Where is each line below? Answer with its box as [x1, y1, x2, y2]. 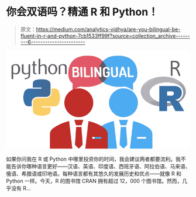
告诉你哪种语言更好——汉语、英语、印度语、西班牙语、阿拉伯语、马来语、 [11, 163, 191, 170]
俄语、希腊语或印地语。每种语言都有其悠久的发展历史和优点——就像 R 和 [6, 170, 181, 177]
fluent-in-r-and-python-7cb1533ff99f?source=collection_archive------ [20, 32, 190, 39]
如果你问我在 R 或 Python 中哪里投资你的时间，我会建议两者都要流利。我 [6, 155, 181, 163]
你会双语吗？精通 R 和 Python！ [6, 5, 159, 19]
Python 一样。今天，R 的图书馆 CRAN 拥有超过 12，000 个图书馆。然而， [6, 178, 183, 185]
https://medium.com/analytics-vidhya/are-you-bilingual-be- [36, 26, 181, 33]
